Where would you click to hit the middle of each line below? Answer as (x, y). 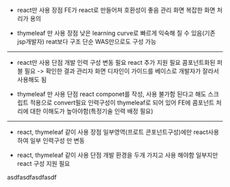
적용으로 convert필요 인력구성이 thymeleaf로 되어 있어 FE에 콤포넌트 (122, 102)
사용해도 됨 (32, 80)
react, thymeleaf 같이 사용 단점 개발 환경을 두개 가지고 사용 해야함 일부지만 (117, 155)
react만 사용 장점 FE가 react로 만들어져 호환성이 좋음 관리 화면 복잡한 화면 (116, 10)
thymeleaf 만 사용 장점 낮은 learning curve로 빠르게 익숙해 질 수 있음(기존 (116, 33)
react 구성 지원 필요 (43, 163)
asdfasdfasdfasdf (32, 177)
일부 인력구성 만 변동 (57, 141)
